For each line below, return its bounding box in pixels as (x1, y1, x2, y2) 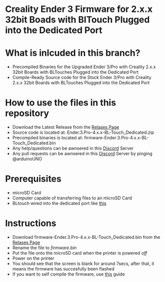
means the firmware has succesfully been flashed (12, 266, 115, 272)
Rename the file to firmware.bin (12, 245, 77, 251)
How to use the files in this (5, 97, 116, 108)
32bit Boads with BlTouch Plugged (5, 14, 150, 25)
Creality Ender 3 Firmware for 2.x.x (5, 3, 153, 15)
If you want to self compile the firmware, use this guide (12, 271, 125, 277)
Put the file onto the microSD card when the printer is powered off (12, 250, 147, 256)
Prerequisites (5, 173, 62, 185)
